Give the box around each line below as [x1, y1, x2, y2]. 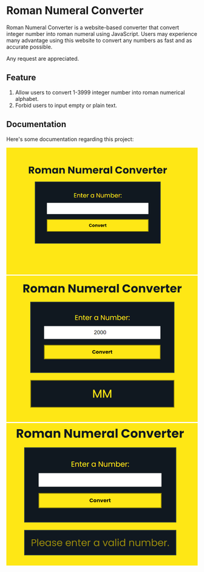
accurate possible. [6, 43, 53, 50]
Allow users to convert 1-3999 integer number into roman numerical [15, 89, 185, 96]
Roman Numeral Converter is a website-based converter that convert [6, 24, 179, 31]
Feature [6, 72, 36, 83]
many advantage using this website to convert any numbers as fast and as [6, 36, 192, 44]
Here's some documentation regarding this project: [6, 135, 134, 143]
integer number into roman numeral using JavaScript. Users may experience [6, 30, 197, 37]
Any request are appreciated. [6, 55, 80, 62]
